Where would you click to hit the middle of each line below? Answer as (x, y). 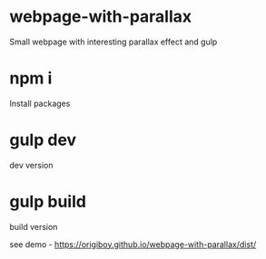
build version (34, 226)
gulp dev (43, 140)
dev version (31, 165)
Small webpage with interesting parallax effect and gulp (113, 42)
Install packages (40, 103)
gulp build (48, 202)
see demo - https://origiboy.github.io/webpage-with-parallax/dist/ (133, 244)
